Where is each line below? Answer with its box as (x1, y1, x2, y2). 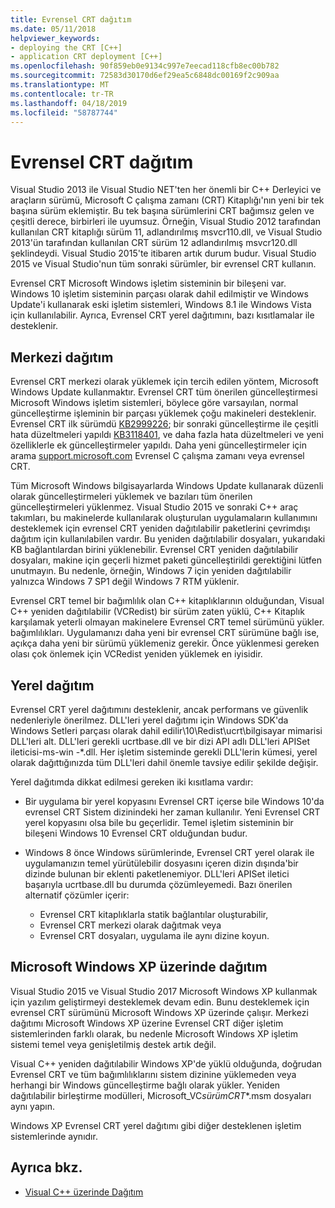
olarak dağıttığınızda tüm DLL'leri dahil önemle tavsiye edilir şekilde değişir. (10, 756, 319, 768)
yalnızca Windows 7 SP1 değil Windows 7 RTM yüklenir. (10, 576, 240, 588)
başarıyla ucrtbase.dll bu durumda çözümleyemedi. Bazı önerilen (24, 878, 293, 890)
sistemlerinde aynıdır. (10, 1130, 98, 1142)
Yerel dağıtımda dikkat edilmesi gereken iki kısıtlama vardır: (10, 776, 254, 788)
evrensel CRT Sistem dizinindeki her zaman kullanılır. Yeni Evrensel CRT (24, 806, 321, 818)
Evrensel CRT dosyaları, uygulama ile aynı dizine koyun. (39, 929, 270, 941)
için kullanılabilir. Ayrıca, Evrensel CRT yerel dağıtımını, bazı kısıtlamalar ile (10, 309, 315, 321)
